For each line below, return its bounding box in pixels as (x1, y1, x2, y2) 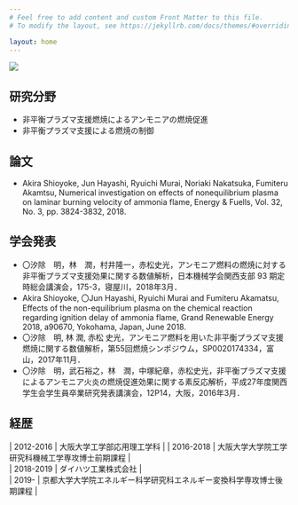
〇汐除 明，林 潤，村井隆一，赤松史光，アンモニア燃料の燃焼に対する (21, 259, 286, 270)
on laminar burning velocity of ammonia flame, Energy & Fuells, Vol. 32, (21, 197, 284, 207)
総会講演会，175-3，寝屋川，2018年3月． (29, 281, 182, 292)
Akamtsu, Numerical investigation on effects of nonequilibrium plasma (21, 187, 279, 198)
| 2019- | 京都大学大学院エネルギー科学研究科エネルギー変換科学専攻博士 (9, 474, 276, 485)
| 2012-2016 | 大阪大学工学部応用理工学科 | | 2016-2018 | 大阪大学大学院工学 (9, 441, 288, 452)
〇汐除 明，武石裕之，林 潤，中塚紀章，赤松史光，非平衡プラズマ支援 (21, 365, 286, 375)
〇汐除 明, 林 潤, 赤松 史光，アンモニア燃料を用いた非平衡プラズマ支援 (21, 332, 284, 343)
